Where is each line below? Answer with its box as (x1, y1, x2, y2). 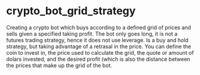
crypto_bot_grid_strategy (6, 4, 136, 18)
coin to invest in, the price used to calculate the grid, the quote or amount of (6, 49, 194, 56)
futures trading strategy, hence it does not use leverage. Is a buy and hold (6, 36, 189, 43)
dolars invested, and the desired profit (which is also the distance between (6, 55, 190, 62)
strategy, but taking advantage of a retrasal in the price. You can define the (6, 43, 192, 50)
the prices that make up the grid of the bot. (6, 61, 113, 69)
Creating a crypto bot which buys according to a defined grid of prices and (6, 24, 192, 31)
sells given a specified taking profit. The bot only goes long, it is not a (6, 30, 178, 37)
